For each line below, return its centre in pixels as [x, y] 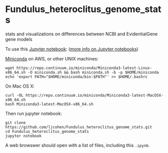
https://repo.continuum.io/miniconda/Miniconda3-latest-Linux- [84, 68]
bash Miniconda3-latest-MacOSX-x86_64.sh [49, 104]
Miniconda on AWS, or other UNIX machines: [52, 58]
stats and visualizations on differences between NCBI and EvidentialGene [81, 34]
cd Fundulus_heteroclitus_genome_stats [47, 131]
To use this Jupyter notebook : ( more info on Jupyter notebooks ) [72, 49]
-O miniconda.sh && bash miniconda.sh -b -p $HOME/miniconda [93, 72]
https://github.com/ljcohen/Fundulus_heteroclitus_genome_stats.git [79, 127]
